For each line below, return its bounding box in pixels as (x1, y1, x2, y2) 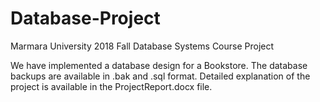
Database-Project (10, 7, 161, 30)
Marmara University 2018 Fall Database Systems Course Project (10, 40, 275, 52)
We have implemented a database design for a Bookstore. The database (10, 59, 308, 71)
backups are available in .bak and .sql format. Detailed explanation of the (10, 70, 311, 82)
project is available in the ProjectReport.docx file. (10, 80, 213, 92)
